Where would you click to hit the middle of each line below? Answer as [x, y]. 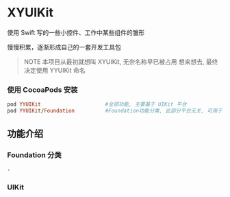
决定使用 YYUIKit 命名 [54, 70]
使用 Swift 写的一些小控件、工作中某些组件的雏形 [76, 32]
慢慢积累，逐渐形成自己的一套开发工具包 [64, 47]
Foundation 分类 [34, 155]
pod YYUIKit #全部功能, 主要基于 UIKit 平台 [97, 104]
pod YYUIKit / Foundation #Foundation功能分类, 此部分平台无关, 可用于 [115, 111]
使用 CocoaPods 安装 [42, 89]
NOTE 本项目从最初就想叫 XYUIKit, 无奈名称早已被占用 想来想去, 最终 [121, 61]
